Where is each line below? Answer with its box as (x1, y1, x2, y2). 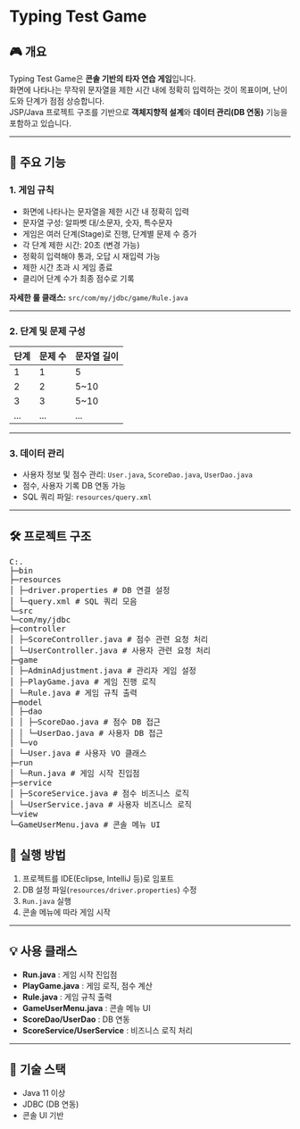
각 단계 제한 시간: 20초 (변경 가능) (21, 239, 140, 250)
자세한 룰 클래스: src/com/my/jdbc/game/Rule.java (9, 292, 189, 303)
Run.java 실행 (21, 895, 71, 906)
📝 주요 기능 (9, 155, 67, 171)
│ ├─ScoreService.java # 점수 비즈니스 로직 (9, 789, 190, 799)
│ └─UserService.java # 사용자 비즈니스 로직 (9, 799, 192, 810)
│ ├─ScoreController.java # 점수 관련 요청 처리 (9, 634, 208, 645)
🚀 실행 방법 (9, 848, 67, 863)
